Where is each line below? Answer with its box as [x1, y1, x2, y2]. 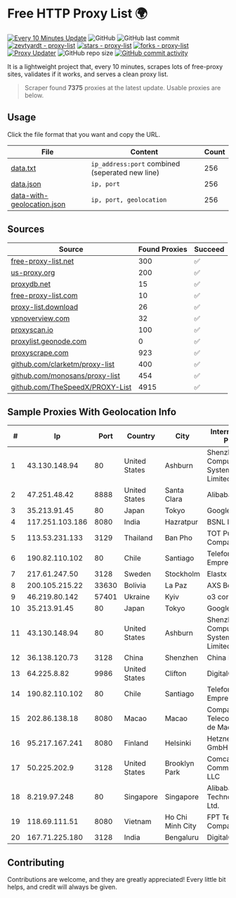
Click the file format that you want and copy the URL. [7, 130, 160, 138]
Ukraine [124, 592, 150, 602]
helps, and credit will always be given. [7, 882, 117, 892]
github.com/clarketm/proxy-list [11, 359, 114, 369]
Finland [124, 738, 149, 748]
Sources [7, 223, 45, 235]
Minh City [164, 821, 197, 831]
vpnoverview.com [11, 313, 70, 323]
